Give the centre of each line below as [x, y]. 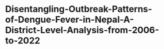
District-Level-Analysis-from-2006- [82, 30]
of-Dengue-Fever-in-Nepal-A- [69, 20]
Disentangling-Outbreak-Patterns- [79, 9]
